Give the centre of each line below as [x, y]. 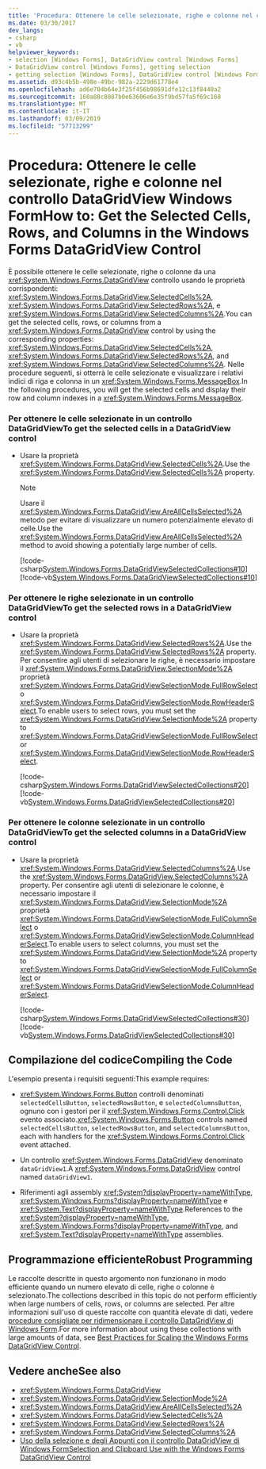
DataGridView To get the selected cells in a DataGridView [120, 428]
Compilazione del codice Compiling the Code [120, 1060]
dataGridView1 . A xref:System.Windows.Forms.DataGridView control [130, 1169]
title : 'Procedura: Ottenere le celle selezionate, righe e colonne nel [131, 15]
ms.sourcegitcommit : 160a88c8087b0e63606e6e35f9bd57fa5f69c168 [115, 97]
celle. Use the [41, 528]
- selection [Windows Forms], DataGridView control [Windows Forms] [123, 60]
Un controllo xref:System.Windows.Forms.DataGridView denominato [131, 1160]
